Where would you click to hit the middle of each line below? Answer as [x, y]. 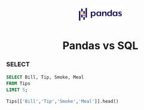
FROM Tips [19, 84]
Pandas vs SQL [100, 46]
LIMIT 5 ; [17, 90]
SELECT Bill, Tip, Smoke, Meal [45, 77]
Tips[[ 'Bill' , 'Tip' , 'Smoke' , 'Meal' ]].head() [62, 101]
